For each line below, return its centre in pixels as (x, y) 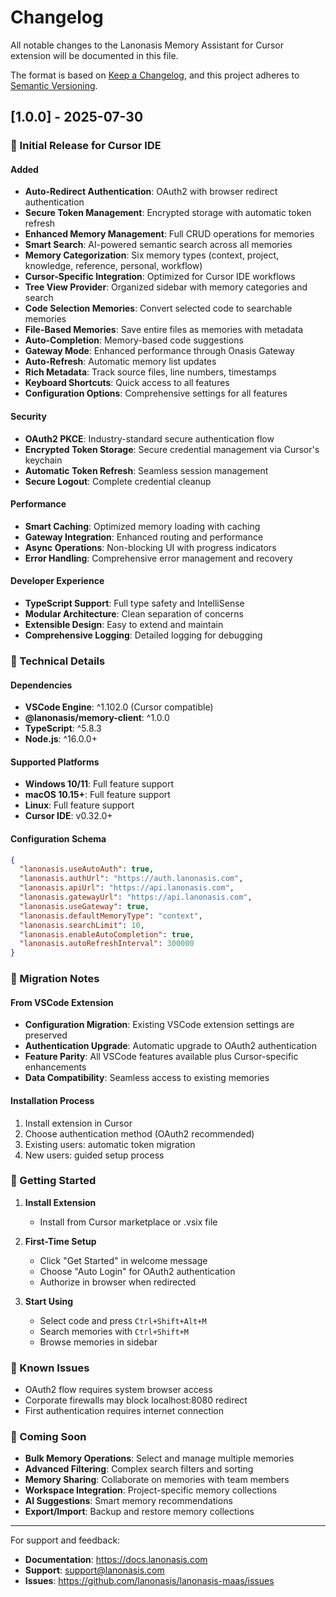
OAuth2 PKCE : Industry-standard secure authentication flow (149, 438)
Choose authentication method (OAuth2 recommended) (139, 1133)
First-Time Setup (60, 1241)
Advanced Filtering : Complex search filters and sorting (139, 1469)
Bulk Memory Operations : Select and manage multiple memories (159, 1458)
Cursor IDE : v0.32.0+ (68, 816)
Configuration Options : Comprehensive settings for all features (156, 393)
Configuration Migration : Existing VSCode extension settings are (159, 1025)
